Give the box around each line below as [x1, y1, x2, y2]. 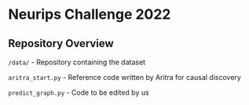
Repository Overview [8, 37, 114, 50]
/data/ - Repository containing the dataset [8, 57, 146, 67]
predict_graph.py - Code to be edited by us [8, 88, 149, 97]
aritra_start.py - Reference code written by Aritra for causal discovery [8, 73, 241, 81]
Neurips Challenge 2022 [8, 5, 171, 24]
